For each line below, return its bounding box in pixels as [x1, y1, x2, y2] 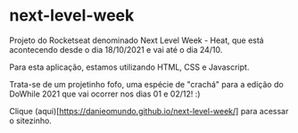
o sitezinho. [9, 115, 52, 126]
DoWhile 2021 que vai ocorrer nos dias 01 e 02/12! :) [9, 88, 201, 99]
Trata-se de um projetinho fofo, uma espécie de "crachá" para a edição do [9, 79, 284, 89]
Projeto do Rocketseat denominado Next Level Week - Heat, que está [9, 35, 265, 46]
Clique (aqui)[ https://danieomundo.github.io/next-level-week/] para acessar [9, 105, 289, 116]
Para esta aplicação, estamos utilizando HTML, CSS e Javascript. [9, 62, 250, 72]
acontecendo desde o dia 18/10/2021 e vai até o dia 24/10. [9, 44, 223, 54]
